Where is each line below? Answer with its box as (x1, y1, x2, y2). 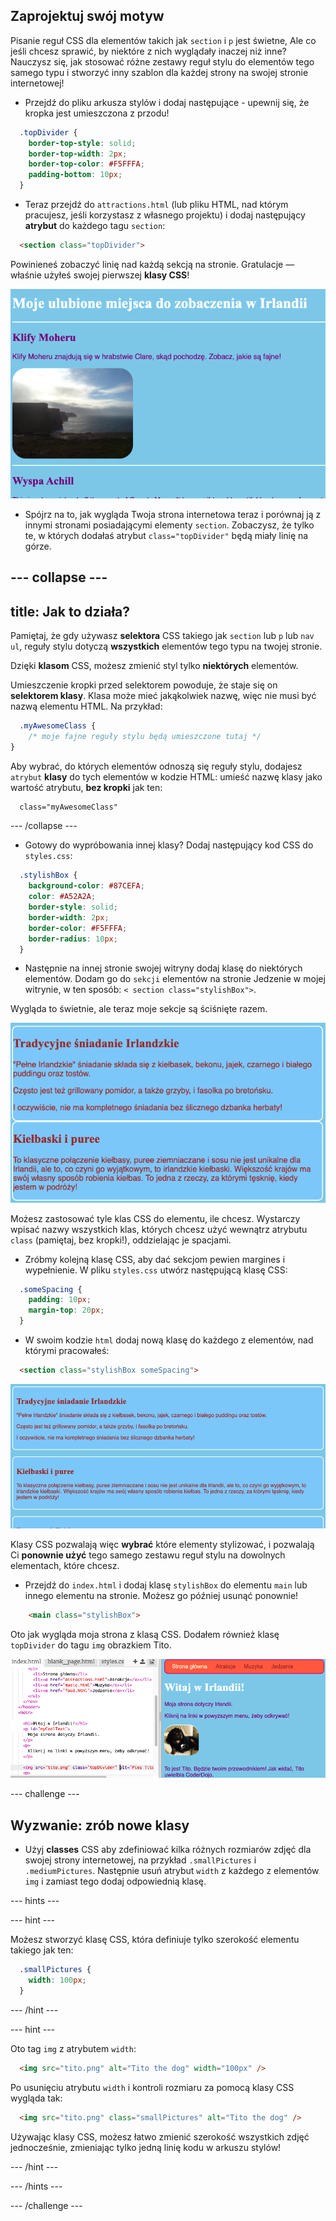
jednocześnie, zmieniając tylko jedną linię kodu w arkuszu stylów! (10, 2141, 282, 2153)
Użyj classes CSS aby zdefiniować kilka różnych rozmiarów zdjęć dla (24, 1844, 312, 1856)
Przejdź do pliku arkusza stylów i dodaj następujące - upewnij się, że (24, 96, 310, 108)
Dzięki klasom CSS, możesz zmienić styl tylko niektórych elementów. (10, 659, 299, 671)
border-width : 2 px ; (28, 912, 110, 923)
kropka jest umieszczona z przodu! (24, 107, 170, 119)
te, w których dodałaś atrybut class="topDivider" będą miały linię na (24, 529, 309, 541)
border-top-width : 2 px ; (28, 149, 128, 159)
